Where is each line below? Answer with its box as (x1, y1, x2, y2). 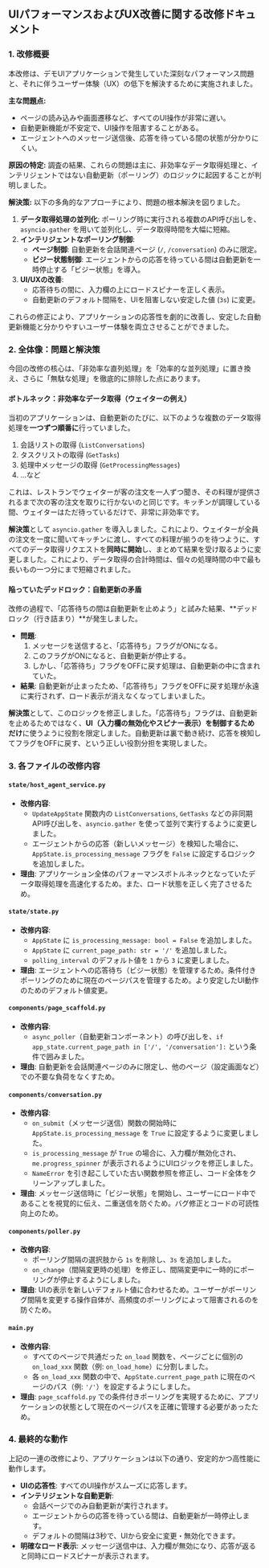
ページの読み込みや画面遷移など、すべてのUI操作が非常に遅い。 (19, 113, 230, 122)
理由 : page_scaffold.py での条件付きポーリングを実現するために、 (19, 1391, 238, 1401)
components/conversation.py (8, 1091, 103, 1099)
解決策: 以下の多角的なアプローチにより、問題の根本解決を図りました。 (8, 197, 245, 207)
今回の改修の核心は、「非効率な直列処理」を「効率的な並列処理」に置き (8, 363, 244, 373)
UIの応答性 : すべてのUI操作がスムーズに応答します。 (19, 1480, 192, 1490)
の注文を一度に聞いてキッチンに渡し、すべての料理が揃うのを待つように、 (8, 534, 254, 544)
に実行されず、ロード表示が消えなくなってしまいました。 (19, 691, 210, 701)
